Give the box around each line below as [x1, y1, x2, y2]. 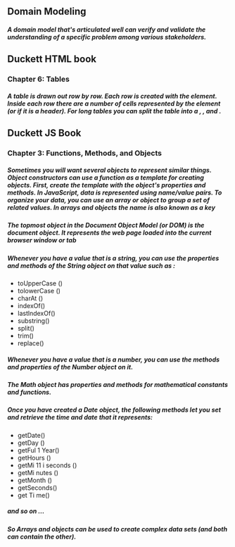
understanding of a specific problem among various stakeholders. [7, 32, 207, 41]
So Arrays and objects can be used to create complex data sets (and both [7, 524, 227, 533]
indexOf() [17, 301, 46, 309]
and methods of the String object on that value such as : [7, 261, 176, 270]
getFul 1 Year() [17, 445, 60, 454]
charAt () [17, 294, 44, 302]
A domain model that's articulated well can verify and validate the [7, 25, 206, 34]
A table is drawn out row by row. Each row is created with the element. [7, 92, 217, 100]
